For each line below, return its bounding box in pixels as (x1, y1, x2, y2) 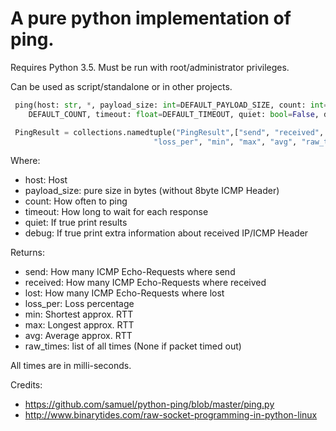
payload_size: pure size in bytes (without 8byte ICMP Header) (24, 185, 280, 197)
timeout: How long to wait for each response (24, 206, 209, 218)
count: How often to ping (24, 195, 128, 207)
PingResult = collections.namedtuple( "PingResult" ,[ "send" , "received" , (14, 127, 325, 137)
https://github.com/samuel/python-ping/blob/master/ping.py (24, 398, 275, 411)
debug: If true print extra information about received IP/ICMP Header (24, 227, 309, 239)
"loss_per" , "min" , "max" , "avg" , (153, 137, 298, 147)
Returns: (10, 247, 46, 259)
